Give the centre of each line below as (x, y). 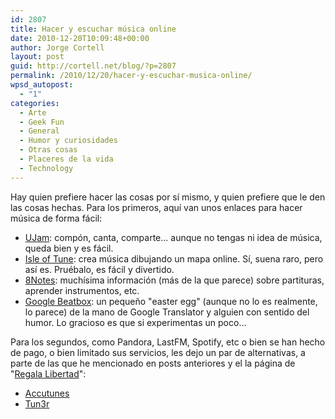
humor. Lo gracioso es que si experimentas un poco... (135, 322)
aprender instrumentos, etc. (82, 290)
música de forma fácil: (56, 218)
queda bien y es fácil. (69, 248)
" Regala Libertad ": (48, 373)
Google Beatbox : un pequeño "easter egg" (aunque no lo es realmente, (171, 301)
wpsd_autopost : (42, 85)
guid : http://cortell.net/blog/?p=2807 (93, 66)
